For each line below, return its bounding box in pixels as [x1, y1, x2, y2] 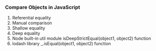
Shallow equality [12, 25, 45, 31]
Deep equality [12, 31, 40, 36]
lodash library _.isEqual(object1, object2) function [12, 41, 111, 47]
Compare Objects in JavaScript [5, 4, 80, 11]
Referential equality [12, 15, 51, 21]
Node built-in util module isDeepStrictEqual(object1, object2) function [12, 35, 152, 41]
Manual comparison [12, 20, 52, 26]
